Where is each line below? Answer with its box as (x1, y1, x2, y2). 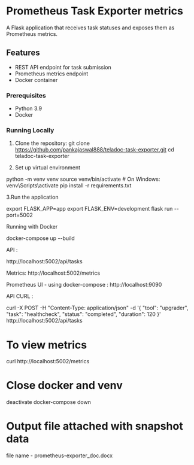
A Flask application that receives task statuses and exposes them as (6, 24, 175, 31)
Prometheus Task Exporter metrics (6, 4, 184, 18)
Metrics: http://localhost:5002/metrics (6, 269, 101, 276)
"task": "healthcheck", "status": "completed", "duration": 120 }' (6, 311, 161, 318)
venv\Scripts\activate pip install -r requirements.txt (6, 182, 132, 189)
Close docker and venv (6, 379, 123, 393)
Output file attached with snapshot (6, 420, 184, 433)
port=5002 (6, 211, 33, 219)
